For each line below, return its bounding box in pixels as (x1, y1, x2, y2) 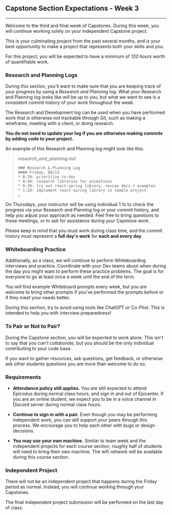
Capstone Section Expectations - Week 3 (5, 4, 139, 13)
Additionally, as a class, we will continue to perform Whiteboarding (5, 257, 146, 263)
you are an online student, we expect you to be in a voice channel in (12, 396, 157, 402)
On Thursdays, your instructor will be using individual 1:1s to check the (5, 201, 154, 208)
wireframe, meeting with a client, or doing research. (5, 120, 115, 127)
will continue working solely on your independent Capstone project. (5, 28, 148, 34)
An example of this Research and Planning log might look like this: (5, 146, 144, 152)
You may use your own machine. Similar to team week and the (12, 438, 146, 444)
